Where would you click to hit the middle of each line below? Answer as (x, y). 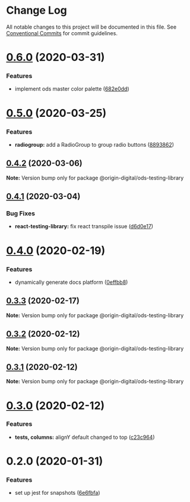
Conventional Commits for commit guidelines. (62, 33)
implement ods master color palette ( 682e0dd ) (72, 89)
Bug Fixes (21, 213)
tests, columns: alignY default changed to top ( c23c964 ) (85, 437)
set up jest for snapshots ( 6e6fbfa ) (57, 493)
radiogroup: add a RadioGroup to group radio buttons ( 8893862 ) (94, 144)
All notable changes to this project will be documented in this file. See (91, 27)
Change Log (37, 10)
